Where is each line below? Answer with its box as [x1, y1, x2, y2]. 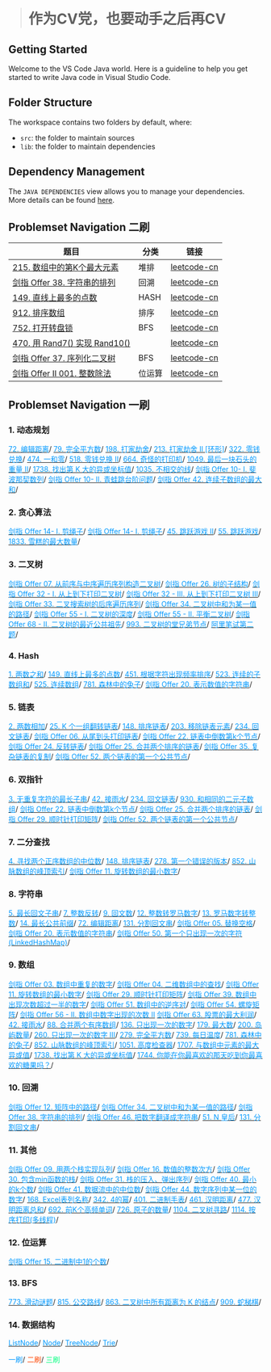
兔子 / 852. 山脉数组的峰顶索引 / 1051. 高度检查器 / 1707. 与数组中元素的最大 [15, 1040, 260, 1050]
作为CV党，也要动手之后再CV [27, 10, 227, 28]
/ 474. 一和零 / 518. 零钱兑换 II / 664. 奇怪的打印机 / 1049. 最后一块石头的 [23, 454, 257, 464]
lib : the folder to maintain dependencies [19, 141, 156, 151]
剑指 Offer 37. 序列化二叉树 [12, 353, 116, 364]
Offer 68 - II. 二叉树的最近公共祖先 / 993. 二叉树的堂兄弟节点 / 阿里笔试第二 [8, 619, 254, 629]
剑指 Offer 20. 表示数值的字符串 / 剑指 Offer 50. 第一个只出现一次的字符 [8, 928, 243, 938]
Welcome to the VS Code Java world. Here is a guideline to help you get [8, 64, 248, 74]
